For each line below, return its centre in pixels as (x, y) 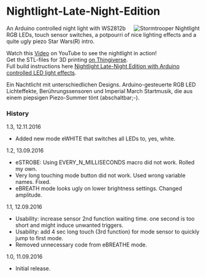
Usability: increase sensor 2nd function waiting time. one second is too (105, 219)
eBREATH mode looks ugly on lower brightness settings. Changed (98, 189)
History (18, 113)
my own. (26, 169)
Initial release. (33, 268)
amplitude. (29, 195)
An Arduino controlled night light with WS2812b (66, 28)
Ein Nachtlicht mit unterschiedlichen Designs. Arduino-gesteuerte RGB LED (101, 85)
